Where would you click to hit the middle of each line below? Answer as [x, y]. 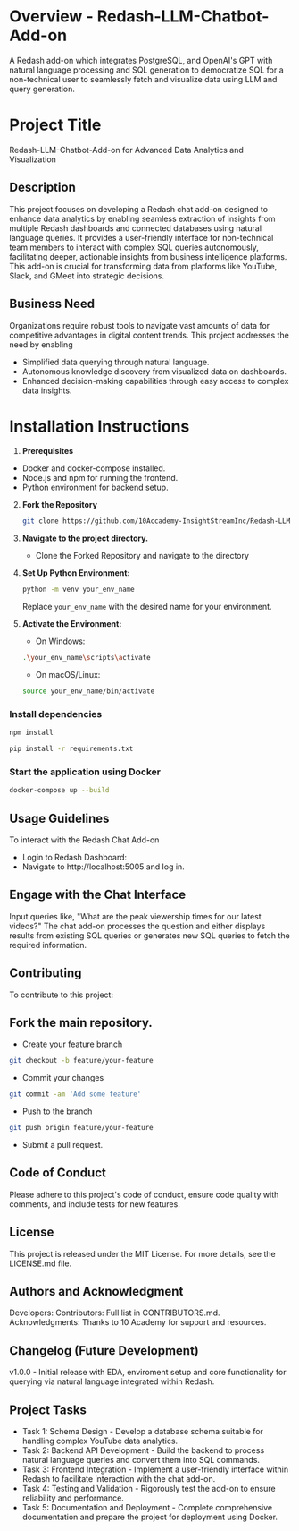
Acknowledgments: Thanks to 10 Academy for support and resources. [138, 1322]
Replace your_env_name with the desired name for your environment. [147, 607]
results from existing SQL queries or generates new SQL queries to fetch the [149, 935]
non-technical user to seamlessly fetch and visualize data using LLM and [143, 79]
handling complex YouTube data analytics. [100, 1441]
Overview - [51, 17]
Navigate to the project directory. [85, 538]
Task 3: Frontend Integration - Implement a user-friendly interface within [155, 1469]
